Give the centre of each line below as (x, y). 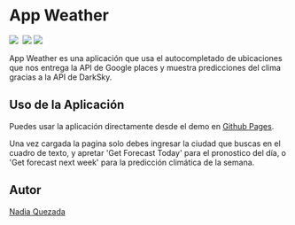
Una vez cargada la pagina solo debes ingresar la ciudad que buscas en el (145, 144)
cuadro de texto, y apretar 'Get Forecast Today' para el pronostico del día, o (147, 152)
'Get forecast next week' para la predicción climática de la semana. (132, 162)
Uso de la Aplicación (67, 105)
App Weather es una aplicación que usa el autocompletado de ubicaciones (146, 58)
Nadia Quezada (38, 211)
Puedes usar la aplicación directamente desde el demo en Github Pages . (142, 126)
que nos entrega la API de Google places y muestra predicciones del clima (145, 67)
